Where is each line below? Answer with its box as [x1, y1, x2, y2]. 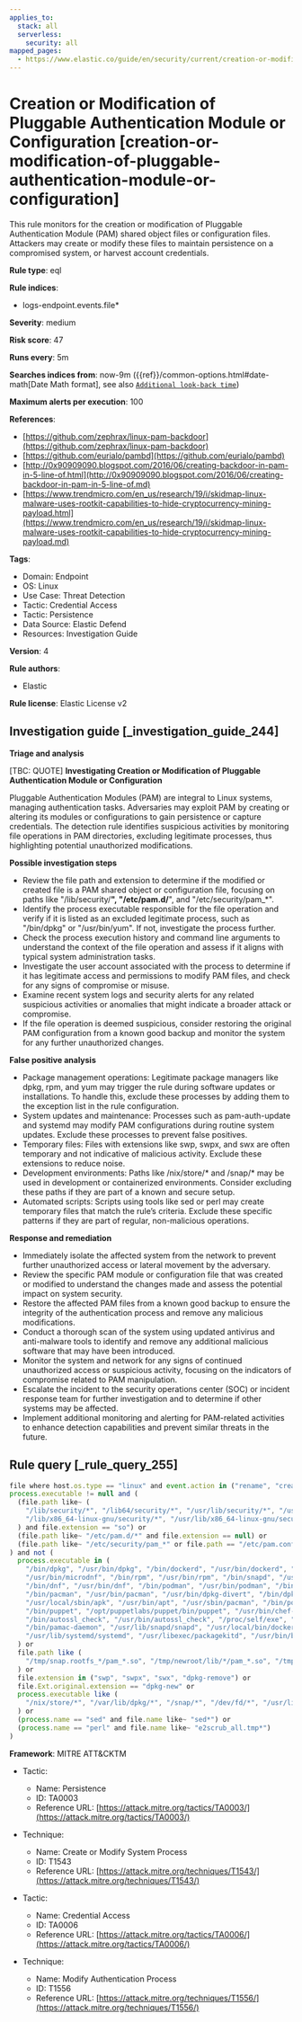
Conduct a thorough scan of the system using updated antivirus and [22, 1326, 276, 1337]
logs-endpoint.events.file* [22, 299, 120, 310]
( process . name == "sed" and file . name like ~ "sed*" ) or [17, 1716, 231, 1725]
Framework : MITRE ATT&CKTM [9, 1748, 128, 1759]
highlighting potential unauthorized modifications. [9, 839, 193, 850]
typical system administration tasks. [22, 951, 155, 962]
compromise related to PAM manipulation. [22, 1374, 178, 1385]
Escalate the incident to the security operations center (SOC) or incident [22, 1383, 290, 1394]
